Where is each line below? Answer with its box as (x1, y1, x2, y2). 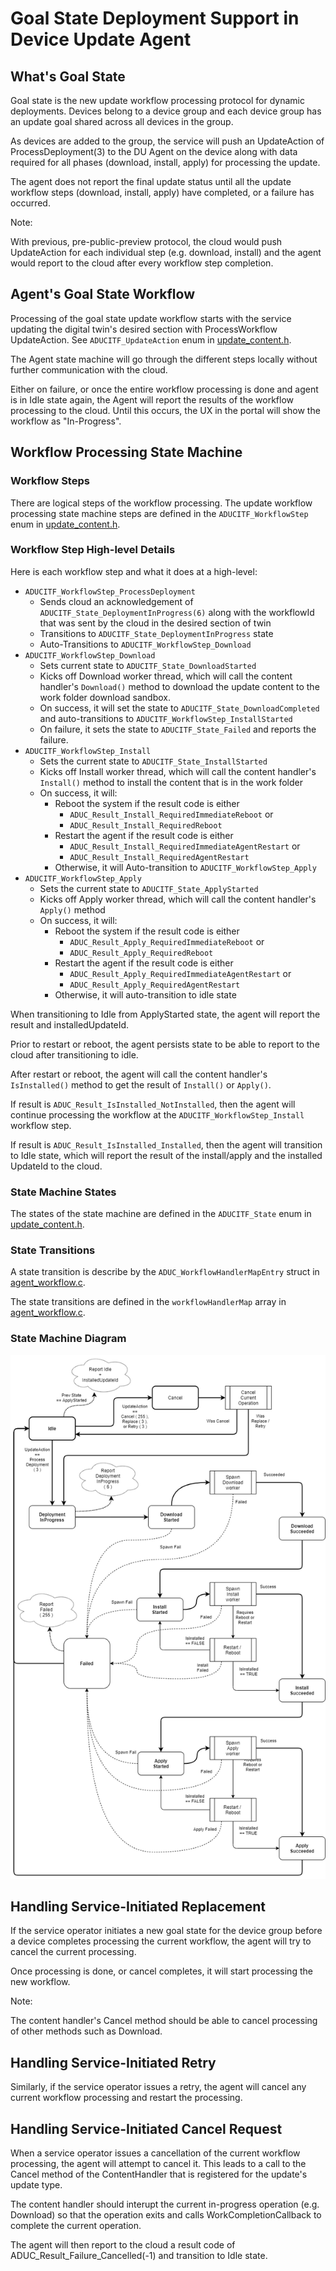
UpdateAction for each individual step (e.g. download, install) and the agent (10, 247, 322, 258)
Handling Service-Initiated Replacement (10, 1898, 266, 1915)
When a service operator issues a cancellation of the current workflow (10, 2147, 301, 2159)
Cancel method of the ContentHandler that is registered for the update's (10, 2168, 308, 2180)
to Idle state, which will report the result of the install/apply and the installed (10, 1149, 323, 1161)
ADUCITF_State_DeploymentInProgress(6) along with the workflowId (39, 606, 315, 618)
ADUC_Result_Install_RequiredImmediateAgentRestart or (69, 840, 301, 852)
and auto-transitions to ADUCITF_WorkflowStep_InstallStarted (39, 712, 293, 724)
